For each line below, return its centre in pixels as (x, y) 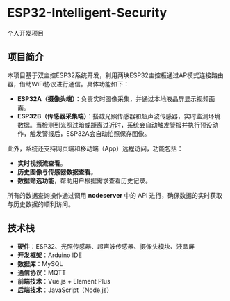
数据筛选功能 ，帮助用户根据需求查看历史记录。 (84, 180)
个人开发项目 (25, 33)
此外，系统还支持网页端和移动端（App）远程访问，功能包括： (95, 148)
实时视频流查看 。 (42, 163)
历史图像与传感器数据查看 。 (57, 171)
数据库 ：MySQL (40, 263)
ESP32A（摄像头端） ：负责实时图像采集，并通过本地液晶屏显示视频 (113, 98)
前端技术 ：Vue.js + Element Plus (64, 281)
